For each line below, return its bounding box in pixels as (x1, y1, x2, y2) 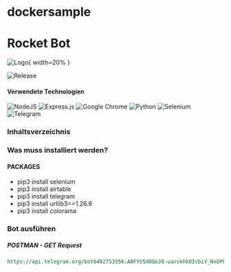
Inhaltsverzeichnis (7, 127, 71, 137)
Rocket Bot (7, 36, 71, 52)
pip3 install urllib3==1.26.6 (16, 200, 93, 208)
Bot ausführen (7, 224, 56, 234)
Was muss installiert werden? (7, 146, 109, 155)
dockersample (7, 4, 91, 20)
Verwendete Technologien (7, 87, 85, 95)
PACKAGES (7, 162, 41, 170)
